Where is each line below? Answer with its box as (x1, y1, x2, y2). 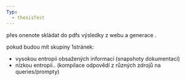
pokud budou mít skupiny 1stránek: (6, 43, 95, 51)
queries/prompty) (15, 68, 60, 75)
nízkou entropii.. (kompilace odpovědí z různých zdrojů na (15, 62, 161, 69)
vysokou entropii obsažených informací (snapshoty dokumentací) (15, 55, 181, 62)
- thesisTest (12, 15, 45, 21)
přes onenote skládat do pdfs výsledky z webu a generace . (6, 31, 157, 38)
